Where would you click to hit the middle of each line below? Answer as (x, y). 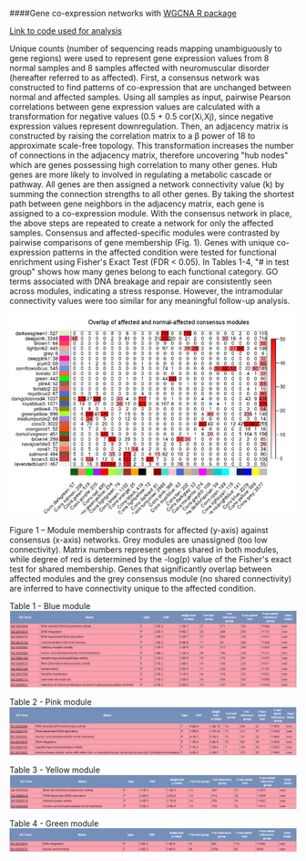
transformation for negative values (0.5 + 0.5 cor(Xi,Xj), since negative (142, 116)
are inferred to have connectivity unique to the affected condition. (133, 589)
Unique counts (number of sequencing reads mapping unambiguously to (146, 48)
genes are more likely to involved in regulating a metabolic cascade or (141, 174)
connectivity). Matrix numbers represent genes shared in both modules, (144, 550)
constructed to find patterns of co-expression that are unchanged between (150, 87)
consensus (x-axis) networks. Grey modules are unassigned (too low (138, 540)
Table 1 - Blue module (50, 606)
